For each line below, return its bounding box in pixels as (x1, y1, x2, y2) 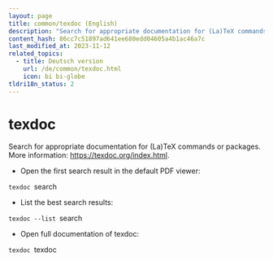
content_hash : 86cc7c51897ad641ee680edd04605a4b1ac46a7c (8, 34, 206, 43)
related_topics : (8, 50, 63, 58)
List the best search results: (19, 198, 114, 207)
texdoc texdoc (8, 245, 57, 254)
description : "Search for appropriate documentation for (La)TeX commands (8, 27, 267, 35)
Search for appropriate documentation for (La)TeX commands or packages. (8, 141, 262, 151)
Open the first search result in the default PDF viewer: (19, 166, 201, 176)
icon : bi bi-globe (23, 72, 85, 80)
